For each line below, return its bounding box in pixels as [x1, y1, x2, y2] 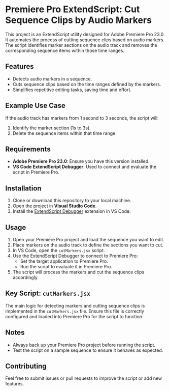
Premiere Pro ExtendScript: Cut [5, 4, 140, 15]
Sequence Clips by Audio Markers [5, 14, 152, 26]
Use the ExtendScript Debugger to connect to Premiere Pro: [12, 253, 138, 259]
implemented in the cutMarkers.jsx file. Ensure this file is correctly [5, 308, 145, 314]
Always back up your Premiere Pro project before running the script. [12, 342, 156, 348]
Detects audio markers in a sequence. [12, 75, 92, 82]
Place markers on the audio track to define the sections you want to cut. [12, 242, 164, 248]
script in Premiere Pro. [12, 169, 60, 175]
